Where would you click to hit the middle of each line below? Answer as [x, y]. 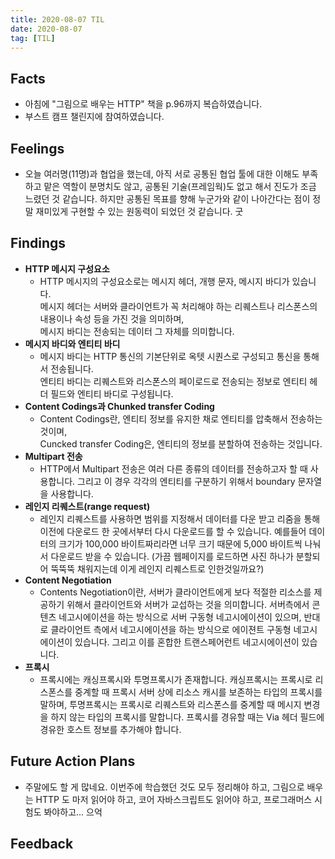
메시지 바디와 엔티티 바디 [72, 343]
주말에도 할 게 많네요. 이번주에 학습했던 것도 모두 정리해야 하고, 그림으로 [164, 787]
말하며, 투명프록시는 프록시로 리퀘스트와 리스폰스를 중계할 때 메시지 [170, 704]
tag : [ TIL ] [33, 38]
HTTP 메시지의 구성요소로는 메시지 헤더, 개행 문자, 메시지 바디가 [164, 281]
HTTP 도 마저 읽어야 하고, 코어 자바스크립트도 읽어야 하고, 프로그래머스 [174, 799]
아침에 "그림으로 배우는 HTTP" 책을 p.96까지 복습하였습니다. [143, 104]
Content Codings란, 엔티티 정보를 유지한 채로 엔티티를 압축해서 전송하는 [181, 418]
